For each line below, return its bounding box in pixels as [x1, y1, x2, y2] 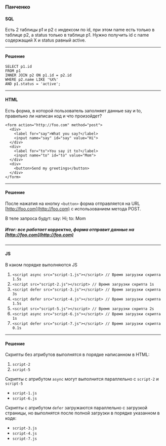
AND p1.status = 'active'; [5, 82, 61, 87]
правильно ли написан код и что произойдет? [5, 113, 102, 119]
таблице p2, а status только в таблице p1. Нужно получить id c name [5, 32, 149, 38]
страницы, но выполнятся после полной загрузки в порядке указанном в [5, 410, 160, 416]
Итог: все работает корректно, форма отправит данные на [5, 227, 134, 233]
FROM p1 [5, 68, 21, 74]
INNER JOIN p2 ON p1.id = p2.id [5, 73, 72, 78]
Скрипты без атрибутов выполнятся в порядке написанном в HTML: [5, 351, 150, 357]
